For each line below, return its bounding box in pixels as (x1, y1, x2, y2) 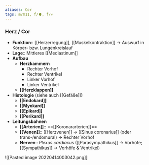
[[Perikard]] (19, 113, 44, 119)
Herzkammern (19, 60, 50, 66)
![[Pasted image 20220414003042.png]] (5, 154, 88, 160)
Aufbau (12, 55, 29, 61)
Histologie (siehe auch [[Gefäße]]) (12, 92, 83, 98)
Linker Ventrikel (27, 81, 59, 87)
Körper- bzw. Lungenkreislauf (12, 45, 73, 51)
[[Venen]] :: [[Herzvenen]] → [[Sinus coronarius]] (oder (19, 129, 132, 135)
